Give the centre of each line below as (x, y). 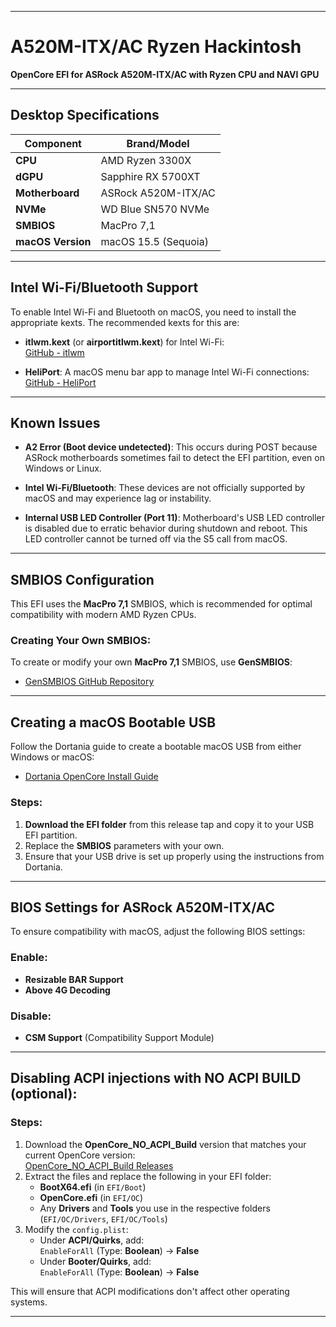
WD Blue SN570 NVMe (155, 209)
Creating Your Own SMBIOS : (81, 641)
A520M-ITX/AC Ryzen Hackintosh (156, 47)
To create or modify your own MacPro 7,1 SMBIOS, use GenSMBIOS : (151, 662)
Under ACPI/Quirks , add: (92, 1240)
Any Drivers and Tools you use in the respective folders (155, 1208)
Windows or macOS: (52, 757)
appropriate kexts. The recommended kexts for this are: (125, 322)
